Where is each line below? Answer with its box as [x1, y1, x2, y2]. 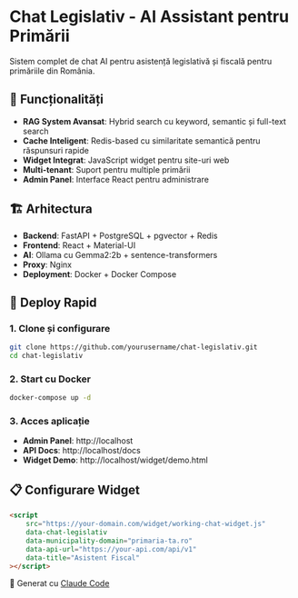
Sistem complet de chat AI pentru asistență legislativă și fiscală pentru [9, 55, 273, 66]
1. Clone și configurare [9, 322, 111, 334]
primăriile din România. [9, 65, 95, 76]
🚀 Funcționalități [9, 92, 104, 107]
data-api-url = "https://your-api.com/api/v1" [25, 544, 197, 553]
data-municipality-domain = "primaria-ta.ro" [25, 536, 194, 545]
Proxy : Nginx [22, 259, 73, 270]
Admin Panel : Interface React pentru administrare [22, 174, 209, 184]
